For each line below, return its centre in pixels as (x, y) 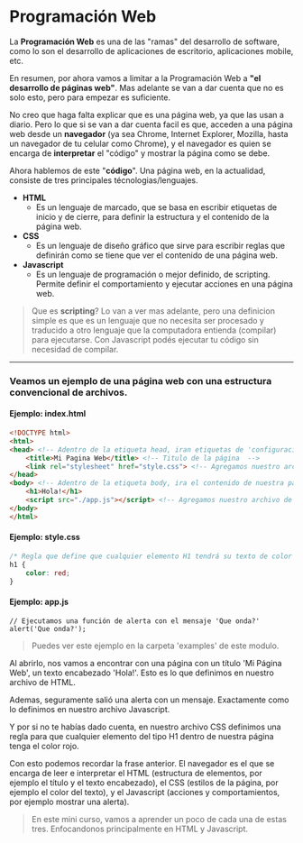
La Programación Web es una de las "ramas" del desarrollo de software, (144, 41)
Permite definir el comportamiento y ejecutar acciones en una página (164, 284)
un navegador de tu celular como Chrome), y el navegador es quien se (141, 143)
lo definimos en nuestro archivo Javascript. (90, 709)
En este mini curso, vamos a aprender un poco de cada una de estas (159, 819)
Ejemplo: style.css (45, 537)
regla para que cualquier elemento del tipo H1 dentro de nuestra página (142, 736)
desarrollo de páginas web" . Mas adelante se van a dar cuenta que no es (147, 87)
